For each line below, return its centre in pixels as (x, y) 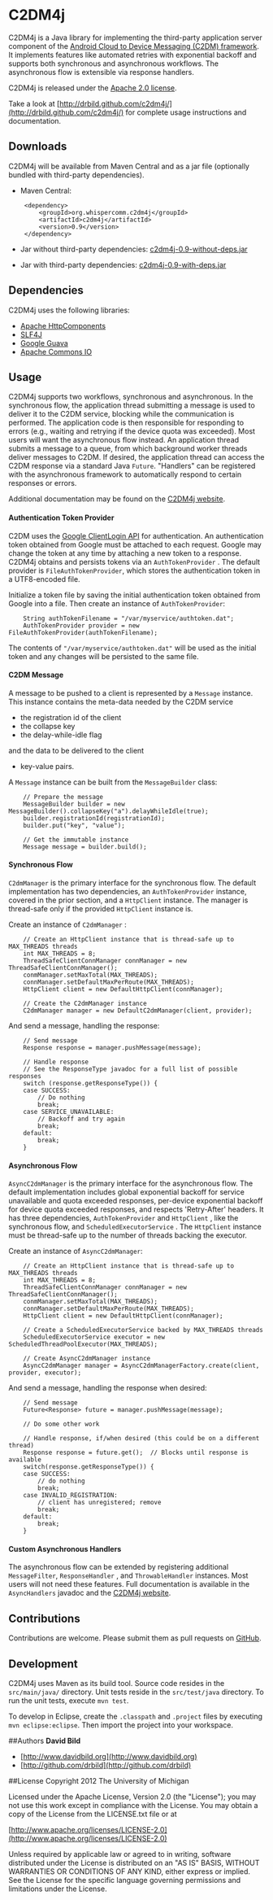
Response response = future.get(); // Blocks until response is (136, 1453)
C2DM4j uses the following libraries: (69, 310)
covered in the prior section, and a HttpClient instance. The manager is (128, 900)
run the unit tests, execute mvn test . (69, 1701)
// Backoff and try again (82, 1119)
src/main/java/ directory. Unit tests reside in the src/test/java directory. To (136, 1692)
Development (43, 1664)
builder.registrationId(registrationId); (94, 818)
